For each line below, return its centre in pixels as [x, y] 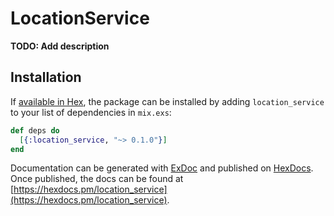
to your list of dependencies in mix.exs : [91, 112]
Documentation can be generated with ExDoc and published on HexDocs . [162, 168]
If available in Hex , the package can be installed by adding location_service [167, 101]
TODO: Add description [60, 46]
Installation [46, 77]
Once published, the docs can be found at [97, 179]
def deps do [35, 130]
